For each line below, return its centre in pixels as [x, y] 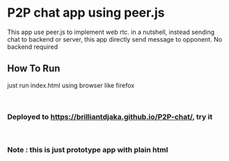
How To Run [34, 68]
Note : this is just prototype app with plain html [88, 149]
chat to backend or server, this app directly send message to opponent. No [115, 39]
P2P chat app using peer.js [86, 13]
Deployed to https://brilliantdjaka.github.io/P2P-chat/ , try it [110, 117]
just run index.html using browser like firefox [71, 85]
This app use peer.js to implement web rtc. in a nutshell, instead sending [111, 32]
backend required [33, 46]
